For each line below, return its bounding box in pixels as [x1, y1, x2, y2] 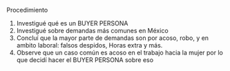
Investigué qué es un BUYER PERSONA [16, 19, 128, 27]
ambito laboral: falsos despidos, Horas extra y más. [16, 41, 163, 49]
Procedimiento [6, 6, 48, 14]
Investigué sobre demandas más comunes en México [16, 27, 169, 34]
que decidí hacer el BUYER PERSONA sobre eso [16, 56, 153, 64]
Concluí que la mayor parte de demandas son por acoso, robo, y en [16, 34, 209, 42]
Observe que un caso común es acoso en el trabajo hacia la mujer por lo [16, 48, 224, 57]
